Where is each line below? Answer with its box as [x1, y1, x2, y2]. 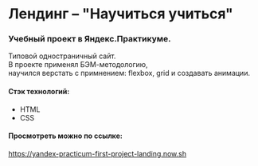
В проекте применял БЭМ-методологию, [8, 60, 149, 69]
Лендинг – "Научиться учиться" [8, 5, 233, 23]
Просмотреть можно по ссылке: [8, 131, 123, 140]
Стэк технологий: [8, 87, 70, 97]
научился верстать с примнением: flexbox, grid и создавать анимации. [8, 69, 251, 78]
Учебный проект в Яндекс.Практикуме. [8, 34, 171, 45]
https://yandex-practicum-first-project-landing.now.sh [8, 148, 187, 158]
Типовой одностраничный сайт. [8, 51, 116, 61]
